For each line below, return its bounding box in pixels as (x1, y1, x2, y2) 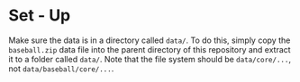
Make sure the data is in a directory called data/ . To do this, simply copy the (8, 35, 291, 45)
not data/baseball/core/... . (8, 63, 114, 74)
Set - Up (8, 5, 71, 26)
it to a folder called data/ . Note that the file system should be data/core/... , (8, 53, 292, 64)
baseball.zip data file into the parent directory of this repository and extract (8, 44, 291, 54)
